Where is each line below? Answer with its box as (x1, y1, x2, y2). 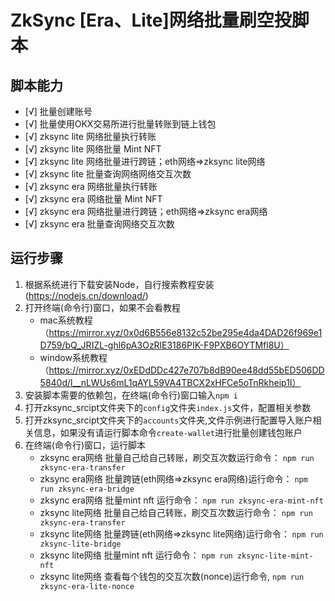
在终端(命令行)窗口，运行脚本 (24, 439, 147, 451)
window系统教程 (39, 351, 108, 363)
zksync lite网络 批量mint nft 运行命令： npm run (39, 549, 233, 561)
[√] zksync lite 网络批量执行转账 (24, 131, 157, 142)
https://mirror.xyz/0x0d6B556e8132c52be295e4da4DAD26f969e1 (48, 326, 323, 338)
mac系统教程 (39, 314, 93, 326)
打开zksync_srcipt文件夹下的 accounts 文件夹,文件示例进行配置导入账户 (24, 414, 313, 426)
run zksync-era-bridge (39, 484, 135, 494)
